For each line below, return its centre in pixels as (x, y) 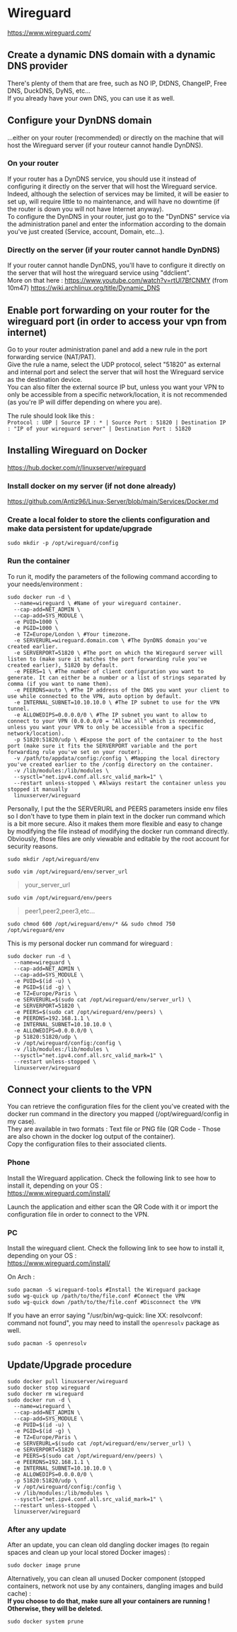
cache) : (19, 1594)
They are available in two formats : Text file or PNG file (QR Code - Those (114, 1129)
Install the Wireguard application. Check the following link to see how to (112, 1178)
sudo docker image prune (44, 1565)
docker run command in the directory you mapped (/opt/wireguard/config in (118, 1114)
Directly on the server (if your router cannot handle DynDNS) (114, 249)
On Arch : (21, 1277)
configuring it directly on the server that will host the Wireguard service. (112, 186)
